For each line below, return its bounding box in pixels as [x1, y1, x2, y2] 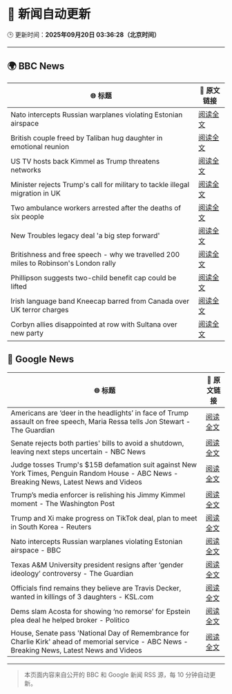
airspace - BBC [10, 545, 61, 555]
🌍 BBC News [7, 60, 65, 73]
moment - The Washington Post [10, 499, 115, 508]
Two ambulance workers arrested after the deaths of [10, 203, 182, 213]
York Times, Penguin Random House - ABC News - [10, 468, 178, 478]
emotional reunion [10, 142, 70, 151]
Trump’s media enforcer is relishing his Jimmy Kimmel [10, 490, 185, 499]
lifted [10, 281, 28, 291]
